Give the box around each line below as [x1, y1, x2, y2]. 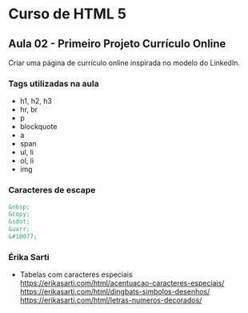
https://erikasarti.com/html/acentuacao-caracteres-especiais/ [19, 278, 225, 288]
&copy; [8, 210, 30, 218]
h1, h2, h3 [19, 96, 52, 106]
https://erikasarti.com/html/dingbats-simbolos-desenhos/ [19, 287, 210, 297]
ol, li [19, 156, 34, 165]
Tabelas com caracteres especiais [19, 270, 134, 279]
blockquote [19, 122, 58, 132]
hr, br [19, 105, 38, 115]
